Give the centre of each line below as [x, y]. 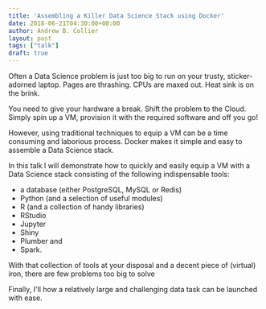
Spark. [31, 249]
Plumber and [41, 241]
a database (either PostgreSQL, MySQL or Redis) [101, 190]
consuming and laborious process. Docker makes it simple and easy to [125, 141]
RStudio [33, 215]
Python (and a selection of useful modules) [91, 198]
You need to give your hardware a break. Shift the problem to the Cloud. [127, 109]
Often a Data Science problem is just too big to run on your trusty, [117, 76]
